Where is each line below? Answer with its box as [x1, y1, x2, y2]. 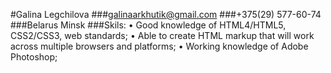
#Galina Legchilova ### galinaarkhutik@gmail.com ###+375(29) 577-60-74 [10, 9, 322, 20]
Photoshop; [10, 51, 58, 63]
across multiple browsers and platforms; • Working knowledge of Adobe [10, 40, 309, 52]
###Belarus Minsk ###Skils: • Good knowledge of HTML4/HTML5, [10, 19, 287, 31]
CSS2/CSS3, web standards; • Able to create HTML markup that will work [10, 30, 315, 41]
